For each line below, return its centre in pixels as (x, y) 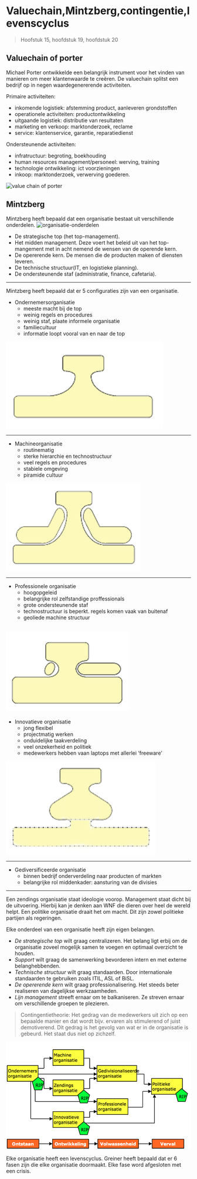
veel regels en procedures (55, 462)
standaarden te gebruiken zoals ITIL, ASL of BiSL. (74, 979)
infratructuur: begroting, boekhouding (60, 156)
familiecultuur (40, 327)
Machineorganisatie (38, 444)
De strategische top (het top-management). (67, 236)
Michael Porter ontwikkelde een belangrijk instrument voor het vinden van (95, 72)
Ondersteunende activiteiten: (41, 144)
